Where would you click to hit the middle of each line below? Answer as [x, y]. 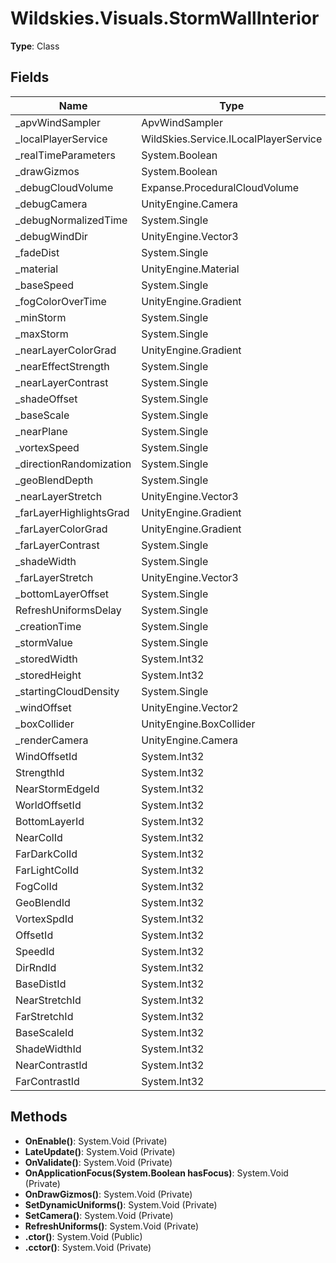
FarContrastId [47, 1081]
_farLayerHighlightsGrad [72, 512]
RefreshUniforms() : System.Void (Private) [111, 1226]
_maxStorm [42, 334]
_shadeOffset [46, 399]
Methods [39, 1117]
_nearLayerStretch [59, 496]
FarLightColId [47, 870]
